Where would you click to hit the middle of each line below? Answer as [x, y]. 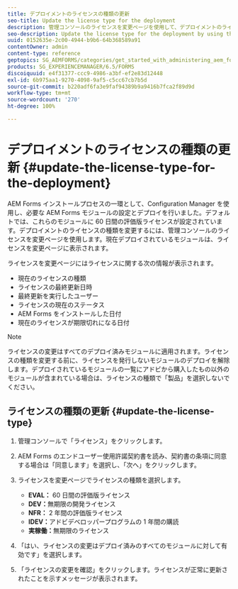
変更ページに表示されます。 [72, 248]
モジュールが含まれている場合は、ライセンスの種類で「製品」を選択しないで [119, 378]
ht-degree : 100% [31, 106]
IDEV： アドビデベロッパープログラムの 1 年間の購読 [103, 522]
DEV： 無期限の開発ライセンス [72, 504]
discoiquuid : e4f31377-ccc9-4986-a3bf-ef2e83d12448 [85, 73]
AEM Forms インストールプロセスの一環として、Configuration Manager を [115, 204]
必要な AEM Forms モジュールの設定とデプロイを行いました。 [115, 212]
